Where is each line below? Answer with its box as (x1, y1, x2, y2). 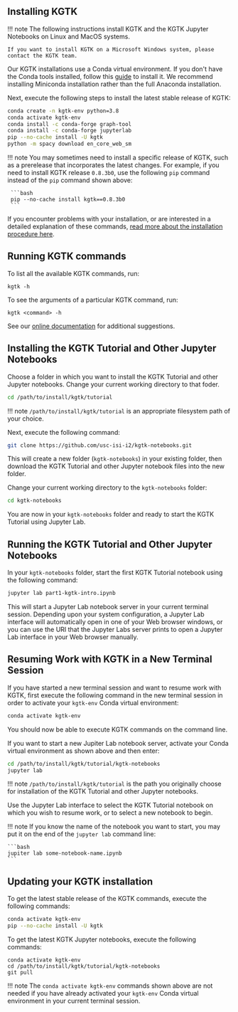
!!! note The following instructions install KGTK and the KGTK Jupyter (7, 24, 209, 33)
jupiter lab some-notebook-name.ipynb (7, 850, 122, 857)
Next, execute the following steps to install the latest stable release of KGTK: (7, 93, 231, 102)
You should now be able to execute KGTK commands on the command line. (7, 725, 228, 734)
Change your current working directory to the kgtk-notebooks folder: (7, 483, 207, 492)
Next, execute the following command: (7, 428, 121, 436)
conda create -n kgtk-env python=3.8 (7, 107, 119, 115)
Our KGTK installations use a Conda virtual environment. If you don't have (7, 64, 223, 73)
